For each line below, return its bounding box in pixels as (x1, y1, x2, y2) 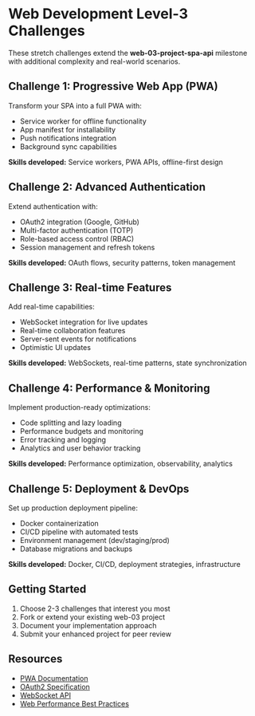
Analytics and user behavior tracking (19, 443, 141, 453)
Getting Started (8, 583, 87, 596)
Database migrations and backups (19, 544, 133, 553)
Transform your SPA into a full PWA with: (8, 100, 142, 110)
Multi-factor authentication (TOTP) (19, 225, 134, 235)
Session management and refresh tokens (19, 242, 155, 252)
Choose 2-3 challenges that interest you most (19, 604, 171, 613)
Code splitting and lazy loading (19, 418, 122, 427)
